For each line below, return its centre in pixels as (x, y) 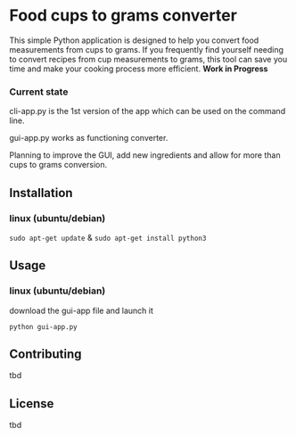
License (32, 404)
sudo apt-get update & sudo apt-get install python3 (108, 237)
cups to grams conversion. (58, 165)
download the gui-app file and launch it (82, 310)
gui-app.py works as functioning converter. (89, 138)
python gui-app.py (43, 326)
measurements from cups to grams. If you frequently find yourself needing (146, 49)
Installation (41, 193)
